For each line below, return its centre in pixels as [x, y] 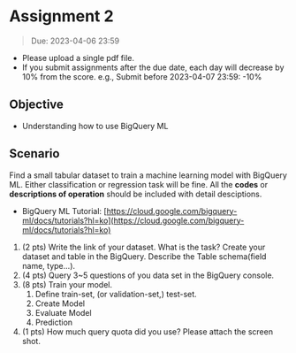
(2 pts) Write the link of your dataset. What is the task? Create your [144, 247]
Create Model [60, 303]
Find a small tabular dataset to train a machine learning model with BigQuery [148, 175]
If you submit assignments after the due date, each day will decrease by [153, 67]
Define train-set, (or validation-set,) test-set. [116, 294]
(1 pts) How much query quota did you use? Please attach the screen [148, 331]
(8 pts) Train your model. [67, 284]
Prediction [54, 322]
